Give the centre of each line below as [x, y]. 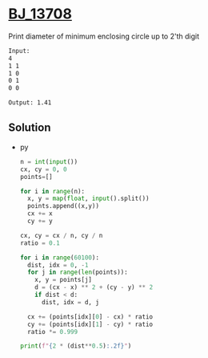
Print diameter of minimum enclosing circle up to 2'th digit [104, 36]
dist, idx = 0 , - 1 [58, 265]
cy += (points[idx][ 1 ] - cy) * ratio [90, 324]
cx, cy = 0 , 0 [43, 169]
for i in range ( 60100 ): [60, 258]
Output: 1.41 [30, 103]
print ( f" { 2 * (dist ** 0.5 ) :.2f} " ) [76, 346]
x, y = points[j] [63, 280]
